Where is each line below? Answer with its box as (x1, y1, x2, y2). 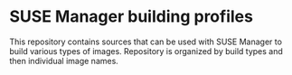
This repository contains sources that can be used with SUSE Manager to (9, 36, 283, 47)
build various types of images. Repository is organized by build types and (9, 45, 283, 56)
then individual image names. (9, 55, 119, 66)
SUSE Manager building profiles (9, 6, 253, 27)
